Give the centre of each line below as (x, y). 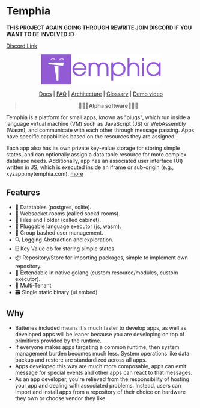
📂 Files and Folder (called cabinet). (58, 220)
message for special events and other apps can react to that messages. (104, 372)
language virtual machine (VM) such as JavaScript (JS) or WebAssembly (96, 123)
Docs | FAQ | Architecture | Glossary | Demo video (101, 94)
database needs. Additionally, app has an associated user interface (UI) (95, 161)
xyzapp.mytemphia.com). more (45, 173)
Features (23, 193)
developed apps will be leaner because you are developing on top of (100, 334)
